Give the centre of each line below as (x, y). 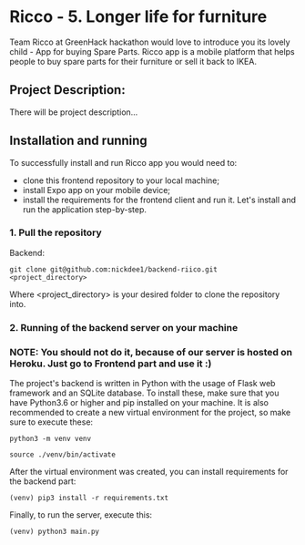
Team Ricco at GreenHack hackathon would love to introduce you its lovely (150, 42)
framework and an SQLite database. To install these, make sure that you (144, 393)
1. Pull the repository (56, 232)
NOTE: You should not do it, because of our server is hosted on (151, 352)
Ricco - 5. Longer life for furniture (138, 17)
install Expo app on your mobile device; (97, 190)
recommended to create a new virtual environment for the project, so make (150, 413)
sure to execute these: (51, 422)
